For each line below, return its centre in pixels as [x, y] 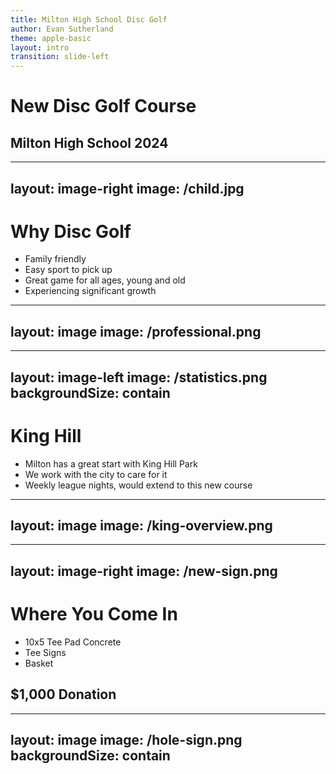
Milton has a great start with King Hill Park [111, 463]
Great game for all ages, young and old [105, 280]
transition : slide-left [60, 57]
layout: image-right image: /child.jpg [127, 188]
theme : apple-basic [51, 38]
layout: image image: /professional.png [136, 331]
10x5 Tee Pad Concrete [73, 642]
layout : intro [40, 47]
